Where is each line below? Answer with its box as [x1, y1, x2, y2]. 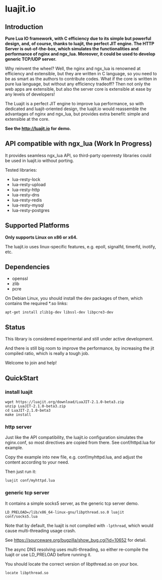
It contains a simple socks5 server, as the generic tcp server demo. [5, 500, 139, 506]
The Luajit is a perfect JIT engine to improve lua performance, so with [5, 101, 144, 106]
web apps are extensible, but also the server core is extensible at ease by [5, 86, 151, 92]
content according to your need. [5, 459, 69, 465]
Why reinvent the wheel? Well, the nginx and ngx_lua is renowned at [5, 65, 141, 71]
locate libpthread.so [5, 570, 49, 575]
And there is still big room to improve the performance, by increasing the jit [5, 345, 154, 351]
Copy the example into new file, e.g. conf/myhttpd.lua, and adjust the [5, 454, 143, 460]
